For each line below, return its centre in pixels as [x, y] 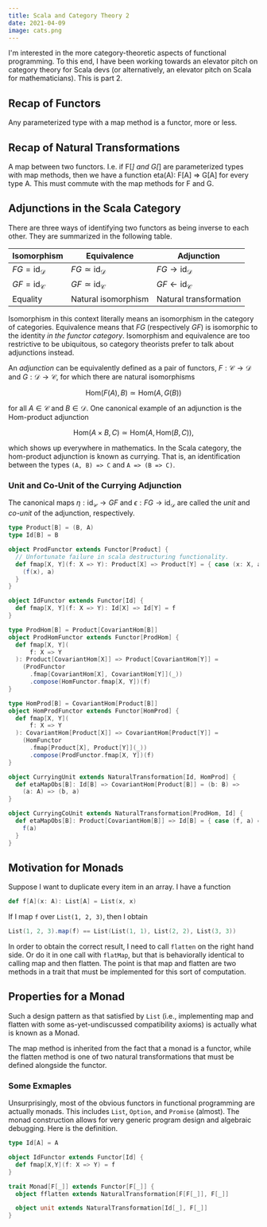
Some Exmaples [40, 1085]
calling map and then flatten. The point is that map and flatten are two [122, 964]
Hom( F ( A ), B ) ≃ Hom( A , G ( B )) [133, 393]
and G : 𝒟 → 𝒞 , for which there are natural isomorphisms [102, 377]
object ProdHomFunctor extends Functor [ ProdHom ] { [94, 637]
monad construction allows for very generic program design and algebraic [130, 1120]
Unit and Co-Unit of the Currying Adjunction [95, 486]
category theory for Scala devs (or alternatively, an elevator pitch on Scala [130, 70]
